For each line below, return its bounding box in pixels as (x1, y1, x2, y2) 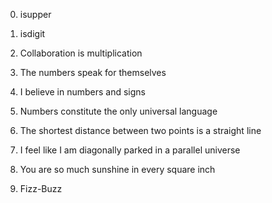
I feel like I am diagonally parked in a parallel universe (19, 144, 241, 156)
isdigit (19, 28, 46, 39)
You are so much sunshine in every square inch (19, 164, 216, 175)
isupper (19, 9, 52, 20)
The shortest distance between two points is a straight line (19, 125, 262, 136)
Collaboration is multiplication (19, 47, 143, 59)
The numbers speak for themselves (19, 67, 167, 78)
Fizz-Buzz (19, 183, 63, 194)
